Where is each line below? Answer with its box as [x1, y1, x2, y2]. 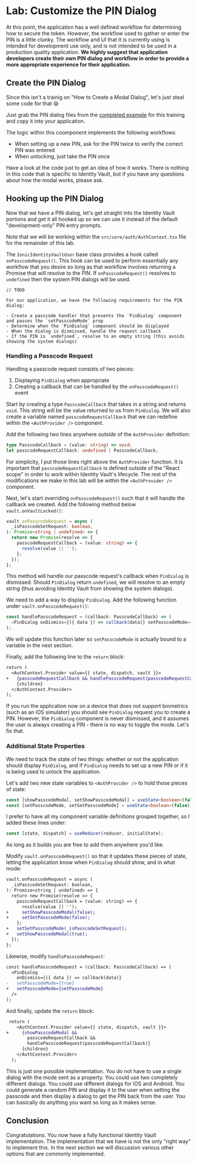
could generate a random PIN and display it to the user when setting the [6, 1086, 180, 1093]
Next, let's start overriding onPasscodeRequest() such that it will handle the [6, 495, 185, 502]
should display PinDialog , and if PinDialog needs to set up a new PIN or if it [6, 762, 188, 769]
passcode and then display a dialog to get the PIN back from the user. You [6, 1093, 186, 1100]
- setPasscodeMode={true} [6, 980, 75, 986]
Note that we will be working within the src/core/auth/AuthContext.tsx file [6, 233, 186, 240]
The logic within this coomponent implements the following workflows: [6, 129, 177, 136]
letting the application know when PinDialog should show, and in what [6, 859, 176, 866]
